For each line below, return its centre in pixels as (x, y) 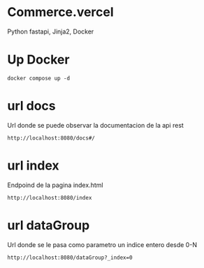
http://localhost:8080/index (50, 198)
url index (33, 165)
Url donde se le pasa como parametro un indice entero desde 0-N (102, 244)
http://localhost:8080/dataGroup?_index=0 (70, 258)
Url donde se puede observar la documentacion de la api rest (95, 125)
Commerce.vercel (60, 12)
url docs (31, 106)
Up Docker (38, 60)
